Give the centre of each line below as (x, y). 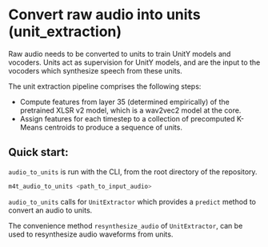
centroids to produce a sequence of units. (113, 127)
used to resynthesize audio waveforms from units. (91, 234)
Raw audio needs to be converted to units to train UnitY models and (120, 54)
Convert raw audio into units (105, 15)
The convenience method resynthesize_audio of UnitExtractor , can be (126, 225)
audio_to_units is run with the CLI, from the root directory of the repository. (133, 171)
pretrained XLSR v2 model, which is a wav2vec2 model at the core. (130, 110)
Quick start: (39, 152)
